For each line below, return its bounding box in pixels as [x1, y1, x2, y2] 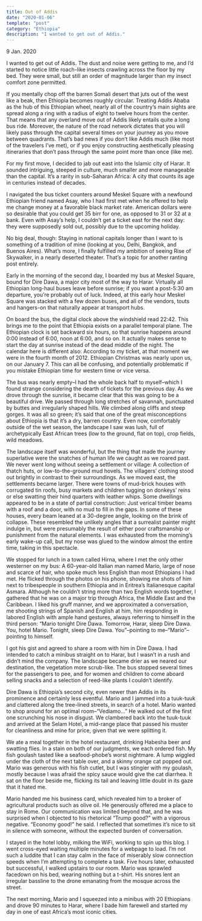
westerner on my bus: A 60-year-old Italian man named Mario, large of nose [6, 562, 196, 570]
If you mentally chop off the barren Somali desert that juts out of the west [6, 91, 189, 98]
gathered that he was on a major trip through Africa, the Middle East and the [6, 594, 196, 602]
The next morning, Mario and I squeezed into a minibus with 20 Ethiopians [6, 896, 191, 903]
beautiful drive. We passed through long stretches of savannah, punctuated [6, 398, 194, 405]
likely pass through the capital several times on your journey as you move [6, 129, 189, 136]
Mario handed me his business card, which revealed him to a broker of [6, 795, 181, 803]
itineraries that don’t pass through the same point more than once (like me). [6, 148, 194, 156]
